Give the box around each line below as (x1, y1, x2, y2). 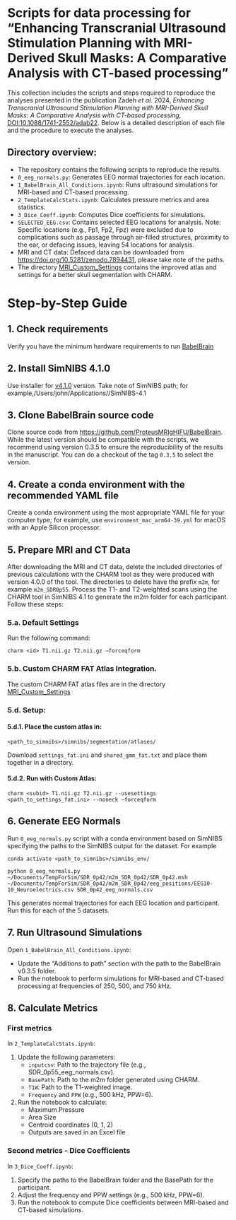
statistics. (17, 203, 46, 211)
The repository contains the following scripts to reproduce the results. (17, 165, 221, 174)
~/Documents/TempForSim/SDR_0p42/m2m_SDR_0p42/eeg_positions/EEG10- (7, 880, 213, 887)
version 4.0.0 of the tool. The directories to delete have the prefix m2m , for (7, 577, 220, 586)
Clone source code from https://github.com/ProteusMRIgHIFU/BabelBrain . (7, 428, 223, 436)
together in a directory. (7, 758, 74, 766)
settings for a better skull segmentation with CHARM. (17, 270, 172, 278)
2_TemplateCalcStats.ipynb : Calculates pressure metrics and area (17, 195, 210, 204)
